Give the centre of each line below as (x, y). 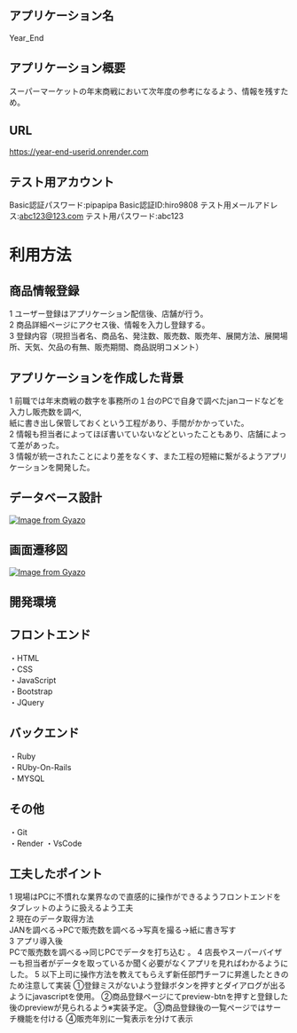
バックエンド (44, 733)
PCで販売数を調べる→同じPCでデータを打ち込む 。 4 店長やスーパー (134, 952)
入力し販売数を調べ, (46, 412)
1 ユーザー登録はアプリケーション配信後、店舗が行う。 (109, 314)
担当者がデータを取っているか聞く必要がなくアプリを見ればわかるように (156, 963)
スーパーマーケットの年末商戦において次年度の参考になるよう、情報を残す (145, 91)
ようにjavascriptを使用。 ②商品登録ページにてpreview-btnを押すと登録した (149, 997)
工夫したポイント (56, 874)
